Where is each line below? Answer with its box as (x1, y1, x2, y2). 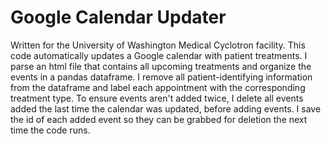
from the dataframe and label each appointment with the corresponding (10, 81, 306, 93)
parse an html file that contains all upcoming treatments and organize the (10, 60, 312, 72)
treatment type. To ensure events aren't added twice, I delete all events (10, 92, 304, 104)
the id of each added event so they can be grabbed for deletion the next (10, 113, 308, 125)
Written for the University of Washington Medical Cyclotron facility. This (10, 39, 306, 51)
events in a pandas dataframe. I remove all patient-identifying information (10, 71, 313, 83)
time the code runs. (10, 124, 91, 136)
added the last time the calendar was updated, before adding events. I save (10, 102, 322, 115)
